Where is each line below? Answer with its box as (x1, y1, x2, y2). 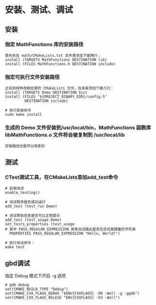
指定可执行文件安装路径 (5, 74, 60, 80)
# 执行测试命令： (5, 241, 35, 245)
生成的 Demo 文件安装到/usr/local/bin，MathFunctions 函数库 (5, 124, 151, 131)
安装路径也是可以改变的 (5, 144, 45, 149)
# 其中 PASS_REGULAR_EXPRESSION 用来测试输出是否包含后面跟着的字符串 (5, 227, 136, 232)
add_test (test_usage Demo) (5, 217, 62, 223)
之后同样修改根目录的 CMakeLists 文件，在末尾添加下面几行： (5, 86, 114, 91)
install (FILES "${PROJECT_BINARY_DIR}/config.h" (5, 94, 108, 99)
